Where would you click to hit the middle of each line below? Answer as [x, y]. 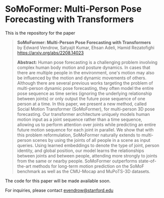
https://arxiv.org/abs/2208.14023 [50, 53]
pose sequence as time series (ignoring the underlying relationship [84, 93]
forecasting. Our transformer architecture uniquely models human [83, 114]
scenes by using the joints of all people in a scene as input [92, 140]
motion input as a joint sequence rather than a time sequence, [80, 119]
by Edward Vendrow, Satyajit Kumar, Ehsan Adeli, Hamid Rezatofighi [86, 47]
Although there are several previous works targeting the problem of [85, 83]
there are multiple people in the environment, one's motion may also [86, 72]
